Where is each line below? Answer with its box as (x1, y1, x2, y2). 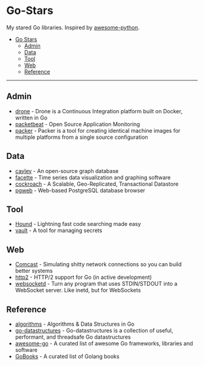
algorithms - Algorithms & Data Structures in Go (15, 320, 135, 328)
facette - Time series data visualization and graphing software (15, 174, 171, 181)
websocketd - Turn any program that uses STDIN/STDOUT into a (15, 280, 178, 287)
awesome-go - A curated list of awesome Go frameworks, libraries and (15, 340, 193, 347)
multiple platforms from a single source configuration (15, 133, 149, 141)
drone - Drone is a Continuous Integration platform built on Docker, (15, 107, 183, 114)
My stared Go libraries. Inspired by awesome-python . (6, 24, 140, 31)
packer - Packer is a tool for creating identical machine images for (15, 127, 181, 134)
